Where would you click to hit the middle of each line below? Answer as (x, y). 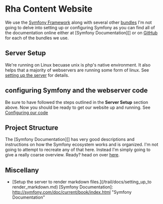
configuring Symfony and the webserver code (76, 91)
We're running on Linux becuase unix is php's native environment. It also (78, 65)
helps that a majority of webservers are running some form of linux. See (77, 70)
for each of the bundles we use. (37, 38)
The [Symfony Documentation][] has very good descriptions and (70, 139)
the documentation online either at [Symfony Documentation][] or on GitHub (81, 33)
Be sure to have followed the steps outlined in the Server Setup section (77, 102)
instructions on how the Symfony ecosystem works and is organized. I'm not (82, 145)
